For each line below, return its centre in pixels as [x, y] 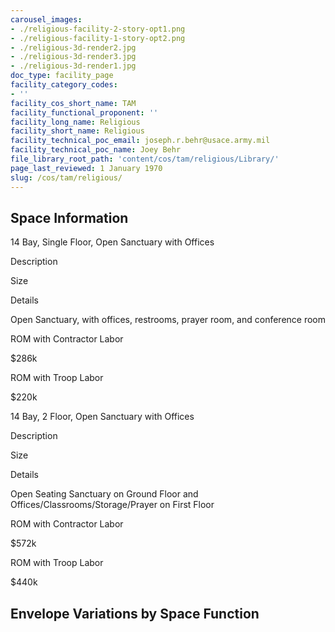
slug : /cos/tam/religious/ [66, 177]
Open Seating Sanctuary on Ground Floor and [104, 494]
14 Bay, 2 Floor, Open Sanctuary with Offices [102, 417]
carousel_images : [46, 19]
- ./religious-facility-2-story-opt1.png [98, 29]
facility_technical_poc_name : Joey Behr [96, 150]
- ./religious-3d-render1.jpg [73, 66]
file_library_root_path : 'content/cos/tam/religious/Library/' [145, 159]
